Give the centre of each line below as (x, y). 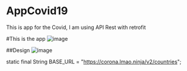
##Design (18, 50)
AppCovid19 (37, 11)
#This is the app (26, 38)
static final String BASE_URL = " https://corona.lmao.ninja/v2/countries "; (94, 62)
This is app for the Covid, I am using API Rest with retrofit (76, 27)
